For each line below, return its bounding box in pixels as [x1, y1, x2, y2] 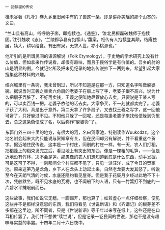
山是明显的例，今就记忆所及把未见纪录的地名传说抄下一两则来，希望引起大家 [5, 65, 160, 71]
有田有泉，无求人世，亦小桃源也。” [48, 43, 117, 48]
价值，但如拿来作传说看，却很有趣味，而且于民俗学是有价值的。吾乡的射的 [9, 59, 160, 65]
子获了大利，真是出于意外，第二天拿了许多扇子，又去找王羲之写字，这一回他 [5, 107, 160, 112]
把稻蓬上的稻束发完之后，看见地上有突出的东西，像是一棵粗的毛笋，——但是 [5, 148, 160, 153]
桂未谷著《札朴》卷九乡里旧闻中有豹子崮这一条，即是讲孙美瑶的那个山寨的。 [5, 14, 160, 20]
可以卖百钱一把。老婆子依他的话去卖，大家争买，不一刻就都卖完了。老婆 [13, 100, 160, 106]
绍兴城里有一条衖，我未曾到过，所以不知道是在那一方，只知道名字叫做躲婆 [5, 82, 156, 87]
